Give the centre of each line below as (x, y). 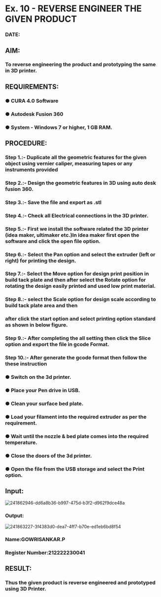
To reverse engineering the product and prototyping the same (80, 65)
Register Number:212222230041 (45, 553)
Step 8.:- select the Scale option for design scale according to (80, 299)
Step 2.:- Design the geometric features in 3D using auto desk (80, 183)
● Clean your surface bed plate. (44, 403)
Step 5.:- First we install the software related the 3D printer (77, 229)
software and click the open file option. (53, 241)
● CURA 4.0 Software (32, 101)
